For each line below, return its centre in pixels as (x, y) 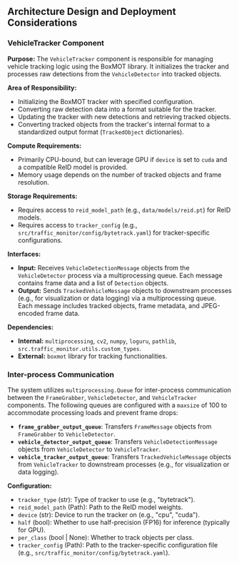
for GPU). (32, 530)
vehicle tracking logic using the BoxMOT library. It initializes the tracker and (118, 66)
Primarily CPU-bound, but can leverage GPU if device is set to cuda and (122, 159)
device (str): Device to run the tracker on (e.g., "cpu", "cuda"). (108, 514)
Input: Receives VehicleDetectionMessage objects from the (104, 267)
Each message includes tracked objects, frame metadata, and (108, 305)
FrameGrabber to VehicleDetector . (66, 434)
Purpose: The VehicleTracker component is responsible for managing (111, 58)
